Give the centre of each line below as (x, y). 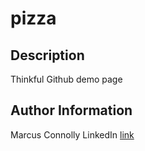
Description (47, 55)
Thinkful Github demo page (66, 79)
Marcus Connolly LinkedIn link (72, 134)
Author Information (71, 110)
